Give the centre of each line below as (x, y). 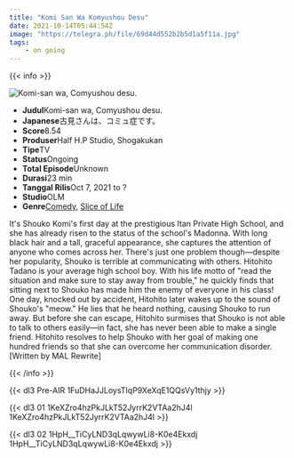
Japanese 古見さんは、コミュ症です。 (91, 121)
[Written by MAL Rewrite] (56, 356)
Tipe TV (36, 150)
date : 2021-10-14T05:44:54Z (61, 26)
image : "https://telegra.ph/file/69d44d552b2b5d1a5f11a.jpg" (125, 34)
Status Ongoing (50, 159)
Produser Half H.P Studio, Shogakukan (92, 141)
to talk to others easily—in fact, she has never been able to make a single (143, 328)
